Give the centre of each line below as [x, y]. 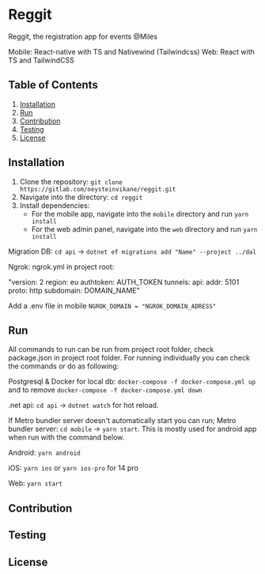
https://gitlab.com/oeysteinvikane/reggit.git [98, 189]
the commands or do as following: [64, 366]
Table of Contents [53, 85]
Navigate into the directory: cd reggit [81, 197]
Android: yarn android [44, 453]
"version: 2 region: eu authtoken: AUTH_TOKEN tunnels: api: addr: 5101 [124, 281]
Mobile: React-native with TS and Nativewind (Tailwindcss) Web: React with [132, 51]
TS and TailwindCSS [42, 60]
